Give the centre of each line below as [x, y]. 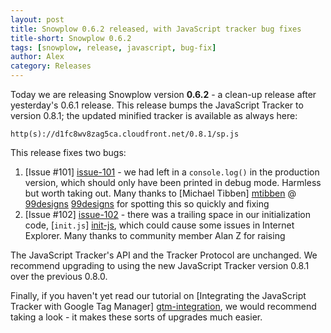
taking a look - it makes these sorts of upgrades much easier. [136, 317]
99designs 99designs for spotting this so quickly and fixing [147, 204]
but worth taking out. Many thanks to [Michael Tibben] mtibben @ [160, 193]
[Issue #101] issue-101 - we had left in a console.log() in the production [172, 172]
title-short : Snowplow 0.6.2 [71, 38]
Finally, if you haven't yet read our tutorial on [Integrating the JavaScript [158, 295]
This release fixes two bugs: [68, 152]
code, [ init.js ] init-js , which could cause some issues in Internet [159, 225]
